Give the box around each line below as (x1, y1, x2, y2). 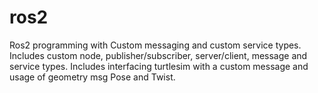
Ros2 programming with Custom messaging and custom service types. (9, 39, 302, 51)
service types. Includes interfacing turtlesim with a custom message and (9, 60, 309, 72)
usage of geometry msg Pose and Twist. (9, 71, 176, 83)
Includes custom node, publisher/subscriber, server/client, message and (9, 49, 308, 61)
